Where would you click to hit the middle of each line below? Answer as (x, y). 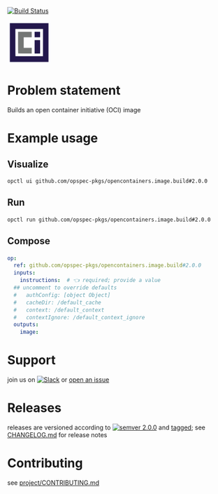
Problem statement (64, 91)
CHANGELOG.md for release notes (57, 435)
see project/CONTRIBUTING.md (53, 483)
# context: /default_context (59, 310)
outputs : (26, 325)
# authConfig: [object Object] (62, 295)
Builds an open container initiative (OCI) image (74, 109)
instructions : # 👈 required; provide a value (90, 281)
